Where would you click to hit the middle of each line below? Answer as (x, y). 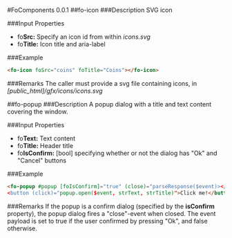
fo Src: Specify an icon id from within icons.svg (84, 37)
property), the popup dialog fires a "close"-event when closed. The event (112, 213)
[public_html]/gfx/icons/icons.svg (55, 91)
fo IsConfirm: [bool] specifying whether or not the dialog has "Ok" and (117, 153)
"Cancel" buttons (42, 160)
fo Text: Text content (46, 138)
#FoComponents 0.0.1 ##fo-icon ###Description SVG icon (90, 10)
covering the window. (38, 111)
